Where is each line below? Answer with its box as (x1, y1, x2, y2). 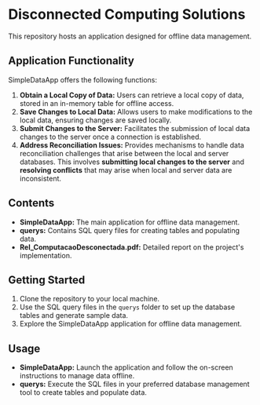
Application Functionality (8, 54, 135, 67)
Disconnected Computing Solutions (8, 5, 246, 24)
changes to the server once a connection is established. (19, 132, 202, 141)
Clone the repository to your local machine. (19, 294, 159, 304)
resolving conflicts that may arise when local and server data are (19, 165, 233, 174)
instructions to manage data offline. (19, 371, 135, 381)
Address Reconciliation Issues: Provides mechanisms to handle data (19, 140, 245, 150)
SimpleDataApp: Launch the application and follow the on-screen (19, 363, 233, 372)
